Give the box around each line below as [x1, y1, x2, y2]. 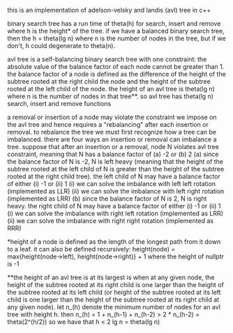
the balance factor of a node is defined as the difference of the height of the [7, 70, 227, 78]
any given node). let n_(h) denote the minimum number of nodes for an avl [7, 303, 221, 311]
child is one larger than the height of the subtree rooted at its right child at [7, 295, 220, 304]
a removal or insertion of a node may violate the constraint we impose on [7, 113, 218, 121]
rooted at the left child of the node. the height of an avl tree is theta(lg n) [7, 85, 215, 93]
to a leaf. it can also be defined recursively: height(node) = [7, 245, 176, 253]
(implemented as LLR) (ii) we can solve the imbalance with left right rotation [7, 187, 225, 195]
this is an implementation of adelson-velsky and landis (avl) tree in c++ [7, 6, 211, 14]
